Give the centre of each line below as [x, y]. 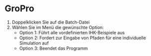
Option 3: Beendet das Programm [53, 48]
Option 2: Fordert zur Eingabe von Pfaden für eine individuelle [82, 38]
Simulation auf [34, 43]
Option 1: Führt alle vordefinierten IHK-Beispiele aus [72, 32]
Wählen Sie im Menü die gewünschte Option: [58, 27]
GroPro [19, 9]
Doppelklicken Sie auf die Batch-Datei [51, 22]
